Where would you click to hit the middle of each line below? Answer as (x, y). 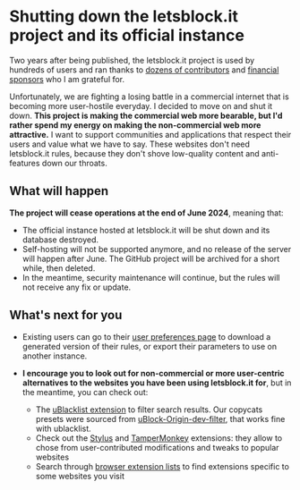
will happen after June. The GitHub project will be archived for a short (151, 258)
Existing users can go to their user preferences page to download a (146, 336)
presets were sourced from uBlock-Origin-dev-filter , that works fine (160, 418)
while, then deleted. (59, 268)
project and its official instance (127, 35)
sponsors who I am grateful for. (67, 79)
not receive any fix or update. (77, 287)
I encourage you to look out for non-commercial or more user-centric (153, 373)
